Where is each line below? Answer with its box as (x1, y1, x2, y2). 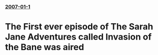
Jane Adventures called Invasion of (5, 31, 152, 42)
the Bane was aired (5, 42, 84, 53)
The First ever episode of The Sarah (5, 21, 153, 32)
